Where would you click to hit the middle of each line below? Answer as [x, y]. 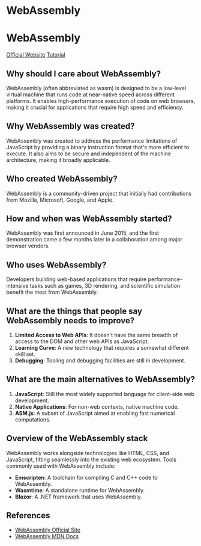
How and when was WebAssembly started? [89, 218]
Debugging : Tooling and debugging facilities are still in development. [100, 361]
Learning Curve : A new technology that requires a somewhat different [102, 348]
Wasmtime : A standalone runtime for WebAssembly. [80, 490]
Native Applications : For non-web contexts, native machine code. [97, 406]
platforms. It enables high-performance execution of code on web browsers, [101, 101]
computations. [33, 420]
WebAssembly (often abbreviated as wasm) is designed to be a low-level [96, 88]
